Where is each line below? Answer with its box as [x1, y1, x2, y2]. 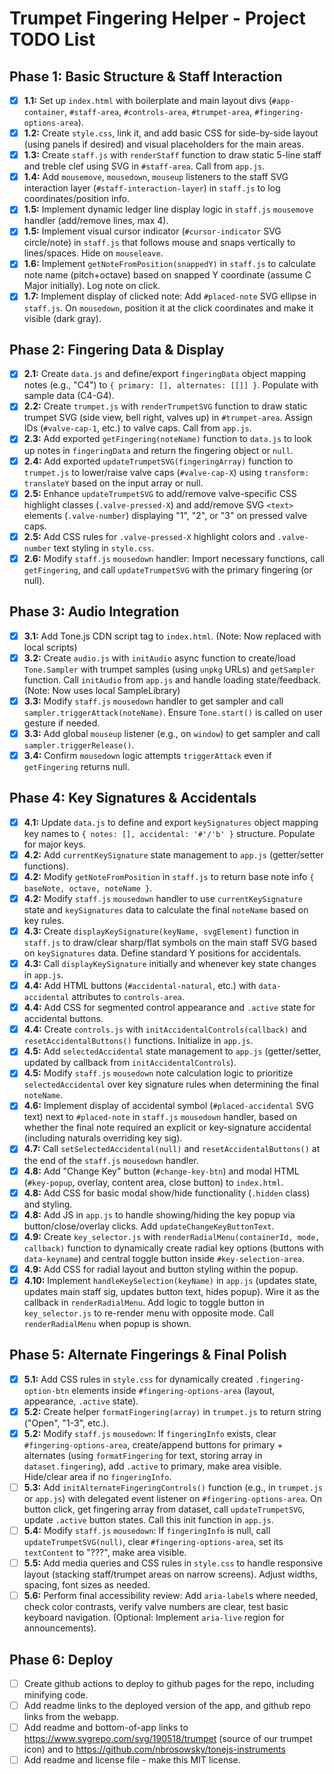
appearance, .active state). [23, 1395, 139, 1407]
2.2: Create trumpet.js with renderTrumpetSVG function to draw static [23, 400, 308, 412]
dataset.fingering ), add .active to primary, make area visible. [23, 1460, 282, 1472]
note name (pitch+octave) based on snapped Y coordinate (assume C [23, 269, 312, 281]
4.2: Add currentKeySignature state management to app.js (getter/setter [23, 848, 324, 861]
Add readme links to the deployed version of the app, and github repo [23, 1700, 311, 1711]
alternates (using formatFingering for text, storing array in [23, 1449, 263, 1461]
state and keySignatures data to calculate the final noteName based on [23, 903, 309, 916]
